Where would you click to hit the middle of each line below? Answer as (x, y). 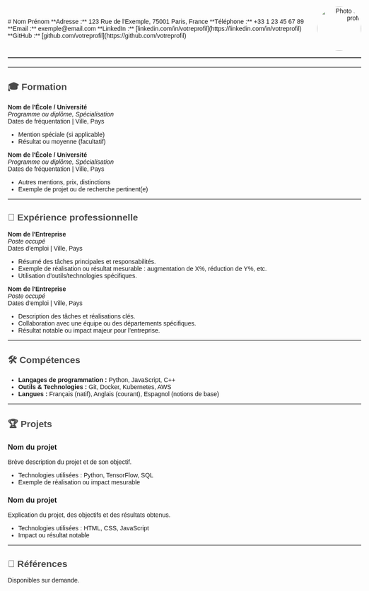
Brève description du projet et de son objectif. (70, 462)
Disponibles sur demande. (44, 580)
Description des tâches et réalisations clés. (77, 316)
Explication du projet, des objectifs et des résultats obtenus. (89, 515)
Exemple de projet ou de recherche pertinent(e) (83, 189)
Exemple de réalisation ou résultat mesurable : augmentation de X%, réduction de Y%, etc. (142, 268)
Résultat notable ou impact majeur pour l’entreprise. (89, 330)
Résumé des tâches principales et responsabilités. (87, 261)
